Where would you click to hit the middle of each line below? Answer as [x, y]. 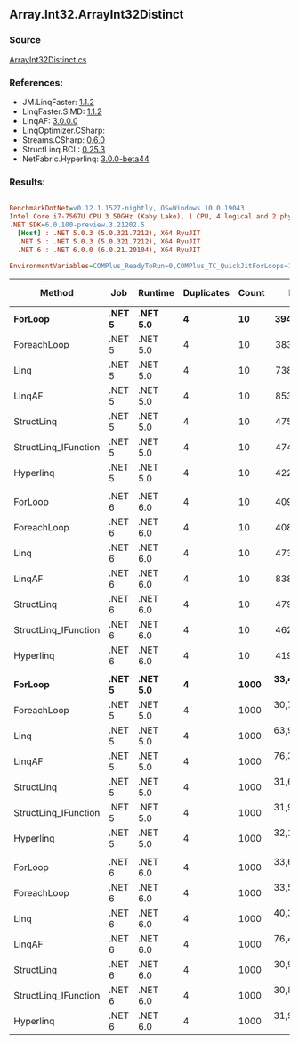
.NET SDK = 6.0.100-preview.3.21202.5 [77, 225]
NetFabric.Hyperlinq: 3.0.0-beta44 [85, 159]
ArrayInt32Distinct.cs [48, 59]
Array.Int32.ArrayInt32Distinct [97, 15]
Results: [28, 182]
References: [36, 82]
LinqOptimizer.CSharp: [63, 130]
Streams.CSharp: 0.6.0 [63, 140]
